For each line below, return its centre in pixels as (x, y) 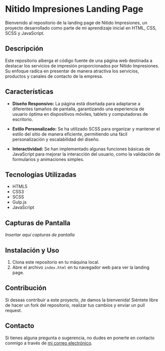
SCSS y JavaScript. (25, 33)
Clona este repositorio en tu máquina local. (56, 262)
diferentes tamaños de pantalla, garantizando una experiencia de (78, 109)
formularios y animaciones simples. (48, 159)
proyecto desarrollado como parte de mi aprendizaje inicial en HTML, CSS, (81, 28)
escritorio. (23, 119)
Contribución (26, 288)
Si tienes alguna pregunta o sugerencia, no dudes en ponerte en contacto (80, 338)
